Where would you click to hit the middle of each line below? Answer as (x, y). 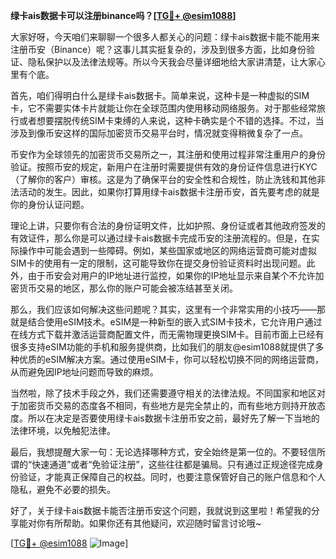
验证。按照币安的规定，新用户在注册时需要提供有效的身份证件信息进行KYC (164, 167)
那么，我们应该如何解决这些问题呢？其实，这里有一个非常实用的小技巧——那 (168, 309)
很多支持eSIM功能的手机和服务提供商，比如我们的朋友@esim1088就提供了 (163, 347)
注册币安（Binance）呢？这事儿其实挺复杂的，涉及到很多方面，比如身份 (158, 49)
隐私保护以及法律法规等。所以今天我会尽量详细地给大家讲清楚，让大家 (172, 62)
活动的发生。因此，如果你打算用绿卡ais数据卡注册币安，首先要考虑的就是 (169, 192)
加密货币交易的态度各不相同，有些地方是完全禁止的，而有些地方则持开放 (167, 405)
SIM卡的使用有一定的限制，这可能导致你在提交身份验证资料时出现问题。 (158, 263)
